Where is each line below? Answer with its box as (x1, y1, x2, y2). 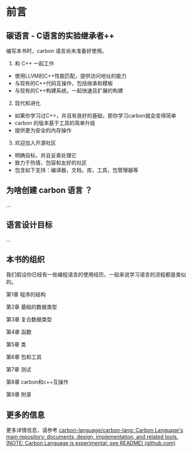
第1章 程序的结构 (6, 291, 46, 298)
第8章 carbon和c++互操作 (6, 378, 69, 385)
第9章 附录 (6, 391, 32, 398)
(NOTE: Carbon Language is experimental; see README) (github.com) (6, 440, 176, 447)
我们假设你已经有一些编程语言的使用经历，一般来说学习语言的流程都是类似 (6, 271, 186, 278)
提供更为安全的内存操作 (14, 127, 72, 134)
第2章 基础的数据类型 (6, 304, 58, 311)
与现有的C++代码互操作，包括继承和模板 (14, 80, 113, 87)
